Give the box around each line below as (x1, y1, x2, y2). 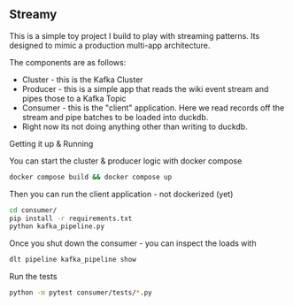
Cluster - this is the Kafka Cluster (21, 74, 143, 85)
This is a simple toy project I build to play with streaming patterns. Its (9, 30, 260, 41)
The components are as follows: (9, 57, 127, 67)
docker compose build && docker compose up (9, 172, 173, 181)
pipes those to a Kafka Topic (21, 93, 127, 103)
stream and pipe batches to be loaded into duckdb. (21, 111, 209, 122)
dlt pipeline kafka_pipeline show (9, 256, 137, 264)
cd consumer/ (9, 205, 58, 215)
